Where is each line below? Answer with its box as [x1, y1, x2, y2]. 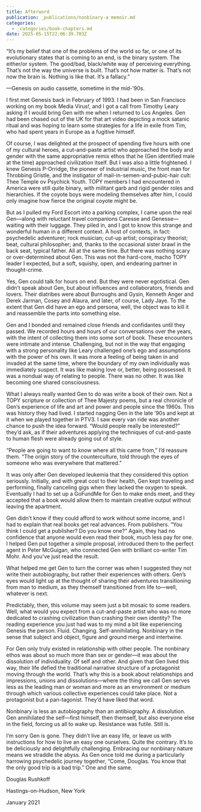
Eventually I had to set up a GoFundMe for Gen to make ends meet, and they [6, 490, 195, 498]
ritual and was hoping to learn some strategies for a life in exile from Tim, [6, 122, 187, 129]
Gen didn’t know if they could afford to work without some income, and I [6, 514, 185, 522]
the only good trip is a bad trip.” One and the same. [6, 764, 133, 771]
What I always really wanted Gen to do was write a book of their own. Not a [6, 391, 193, 398]
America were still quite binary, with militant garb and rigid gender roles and [6, 184, 194, 192]
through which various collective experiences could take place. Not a [6, 690, 177, 697]
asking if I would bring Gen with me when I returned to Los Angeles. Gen [6, 109, 186, 116]
